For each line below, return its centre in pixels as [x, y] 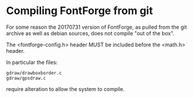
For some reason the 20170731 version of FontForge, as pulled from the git [97, 27]
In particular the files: [32, 62]
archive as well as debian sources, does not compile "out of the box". [90, 33]
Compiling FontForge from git [80, 11]
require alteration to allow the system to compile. [66, 89]
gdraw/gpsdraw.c [26, 78]
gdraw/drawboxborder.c [34, 73]
